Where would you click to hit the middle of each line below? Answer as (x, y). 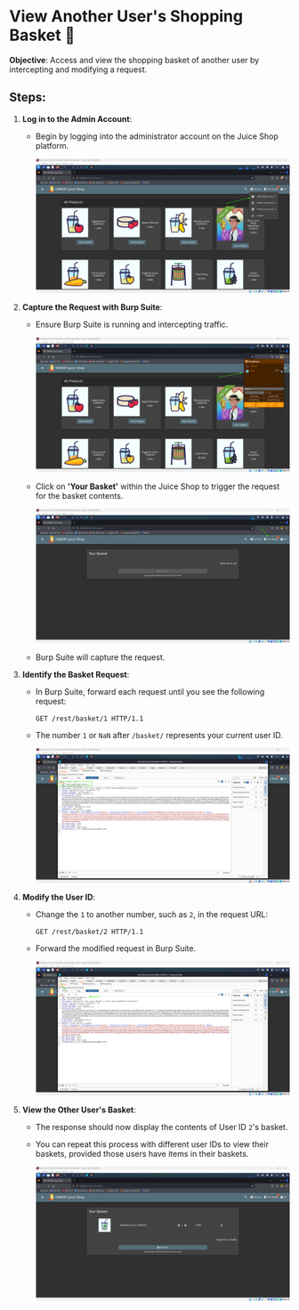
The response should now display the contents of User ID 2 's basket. (162, 1127)
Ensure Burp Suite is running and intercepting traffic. (132, 325)
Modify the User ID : (59, 897)
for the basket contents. (79, 495)
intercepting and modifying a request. (78, 69)
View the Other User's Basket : (79, 1110)
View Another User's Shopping (126, 16)
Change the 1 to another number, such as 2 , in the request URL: (152, 914)
